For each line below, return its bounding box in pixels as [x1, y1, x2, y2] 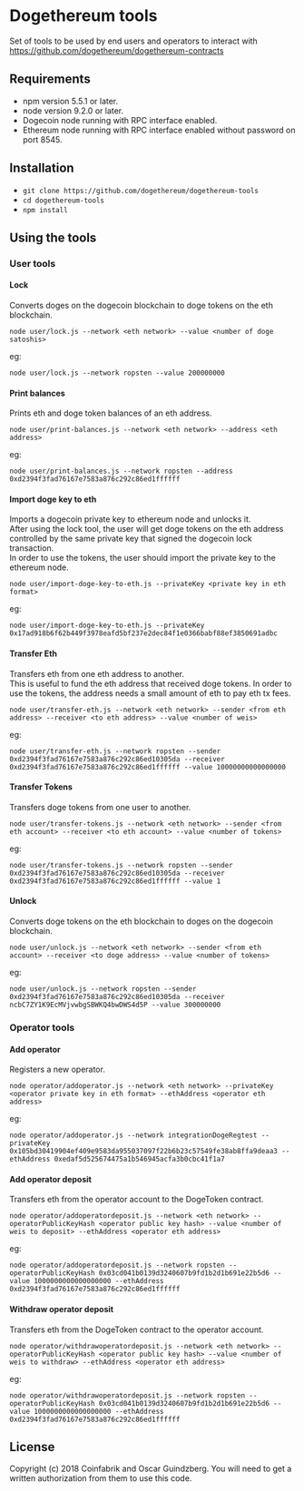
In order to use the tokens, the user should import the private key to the [9, 553, 277, 564]
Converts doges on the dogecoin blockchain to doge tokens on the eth [9, 300, 274, 311]
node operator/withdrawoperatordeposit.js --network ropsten [9, 1390, 246, 1400]
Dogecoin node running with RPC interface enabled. [22, 114, 218, 125]
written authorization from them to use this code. [9, 1473, 192, 1484]
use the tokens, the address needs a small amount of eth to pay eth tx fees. [9, 687, 291, 699]
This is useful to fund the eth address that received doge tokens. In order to [9, 678, 292, 689]
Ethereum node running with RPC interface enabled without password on [22, 124, 296, 135]
